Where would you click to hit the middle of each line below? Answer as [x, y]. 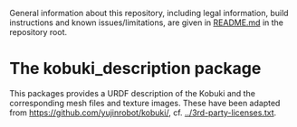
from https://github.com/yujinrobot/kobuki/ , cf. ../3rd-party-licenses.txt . [143, 113]
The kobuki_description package [135, 69]
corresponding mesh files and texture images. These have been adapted [145, 103]
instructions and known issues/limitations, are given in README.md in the [146, 23]
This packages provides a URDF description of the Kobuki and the [133, 93]
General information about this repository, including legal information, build [149, 13]
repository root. [38, 32]
